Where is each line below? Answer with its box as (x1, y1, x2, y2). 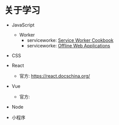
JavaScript (11, 21, 35, 28)
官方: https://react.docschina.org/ (19, 72, 90, 79)
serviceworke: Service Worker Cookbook (27, 37, 114, 43)
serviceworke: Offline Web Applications (27, 42, 110, 48)
